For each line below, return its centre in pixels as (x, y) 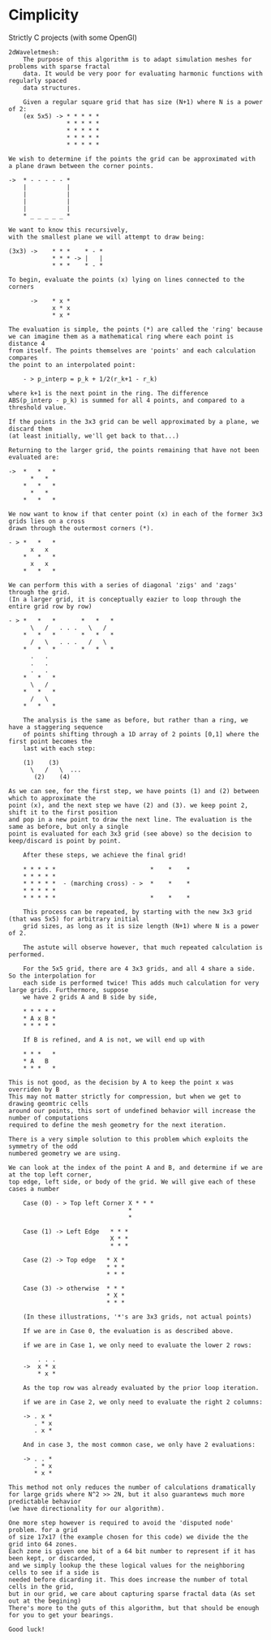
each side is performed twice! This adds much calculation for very (141, 983)
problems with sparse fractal (60, 67)
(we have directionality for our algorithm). (86, 1508)
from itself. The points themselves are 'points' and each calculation (132, 351)
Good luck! (27, 1629)
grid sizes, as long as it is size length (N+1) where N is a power (141, 926)
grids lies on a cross (47, 521)
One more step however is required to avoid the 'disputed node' (121, 1523)
